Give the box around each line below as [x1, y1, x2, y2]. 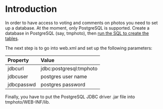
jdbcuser [7, 73, 28, 80]
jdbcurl [7, 65, 24, 72]
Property [7, 57, 29, 64]
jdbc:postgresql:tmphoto [41, 65, 98, 72]
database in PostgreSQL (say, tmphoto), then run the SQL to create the [5, 30, 149, 36]
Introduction [5, 3, 57, 15]
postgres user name [41, 73, 87, 80]
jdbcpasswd [7, 81, 36, 88]
